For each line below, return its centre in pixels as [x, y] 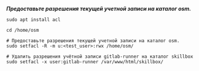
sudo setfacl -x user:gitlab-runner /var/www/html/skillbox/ [85, 62]
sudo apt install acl [34, 20]
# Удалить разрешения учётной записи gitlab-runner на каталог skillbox [100, 57]
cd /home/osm [23, 30]
